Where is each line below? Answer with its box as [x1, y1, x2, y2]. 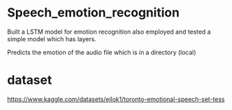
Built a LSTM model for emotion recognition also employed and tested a [7, 27, 211, 36]
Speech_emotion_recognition [7, 5, 180, 21]
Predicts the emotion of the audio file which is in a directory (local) [7, 48, 197, 56]
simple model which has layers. [7, 34, 97, 43]
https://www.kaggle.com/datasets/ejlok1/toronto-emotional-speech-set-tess [7, 95, 225, 103]
